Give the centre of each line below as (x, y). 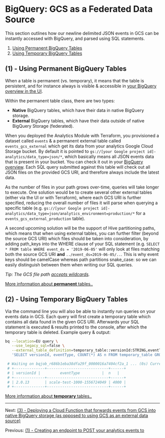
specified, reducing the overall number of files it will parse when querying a (82, 203)
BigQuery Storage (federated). (43, 126)
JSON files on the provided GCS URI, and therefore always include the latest (82, 172)
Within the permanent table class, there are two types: (60, 101)
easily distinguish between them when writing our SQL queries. (69, 264)
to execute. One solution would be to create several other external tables (79, 192)
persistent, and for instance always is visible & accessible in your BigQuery (81, 86)
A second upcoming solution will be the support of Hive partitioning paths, (80, 228)
